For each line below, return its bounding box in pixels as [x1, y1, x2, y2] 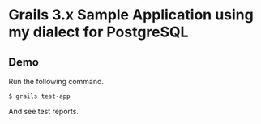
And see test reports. [8, 107, 79, 116]
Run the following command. [8, 77, 104, 86]
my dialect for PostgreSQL [8, 23, 189, 41]
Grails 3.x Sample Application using [8, 6, 254, 24]
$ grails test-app [8, 92, 71, 100]
